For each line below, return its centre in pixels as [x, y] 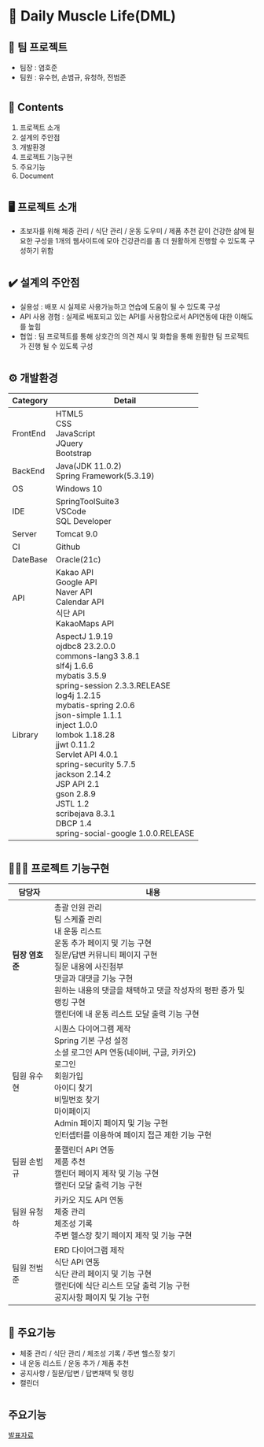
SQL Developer [83, 521]
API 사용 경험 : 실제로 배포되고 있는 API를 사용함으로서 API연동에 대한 [126, 316]
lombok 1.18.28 [85, 735]
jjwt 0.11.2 [75, 745]
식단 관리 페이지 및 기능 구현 [103, 1274]
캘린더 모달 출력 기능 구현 [98, 1185]
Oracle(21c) [78, 560]
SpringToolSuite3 [87, 502]
